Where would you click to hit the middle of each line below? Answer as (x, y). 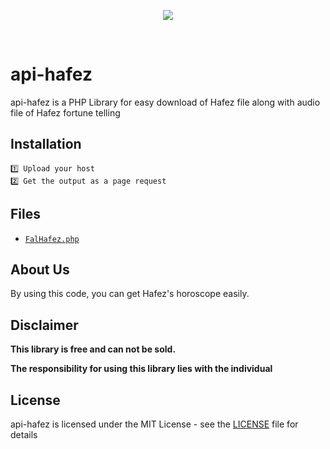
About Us (40, 269)
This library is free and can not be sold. (93, 349)
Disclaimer (44, 325)
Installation (46, 144)
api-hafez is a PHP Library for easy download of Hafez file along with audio (165, 102)
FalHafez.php (52, 239)
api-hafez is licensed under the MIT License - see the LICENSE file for (154, 424)
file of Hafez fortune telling (65, 112)
